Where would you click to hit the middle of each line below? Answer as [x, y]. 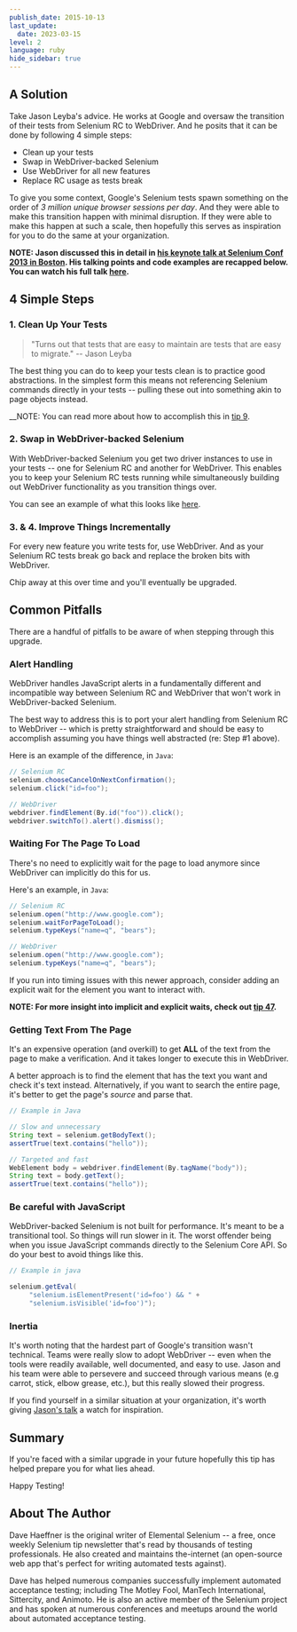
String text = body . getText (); [67, 1176]
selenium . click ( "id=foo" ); [59, 788]
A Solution [39, 95]
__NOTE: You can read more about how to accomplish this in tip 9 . [129, 416]
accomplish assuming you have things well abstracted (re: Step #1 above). [145, 739]
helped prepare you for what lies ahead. [82, 1469]
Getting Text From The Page [70, 1029]
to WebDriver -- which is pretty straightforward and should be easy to [137, 729]
